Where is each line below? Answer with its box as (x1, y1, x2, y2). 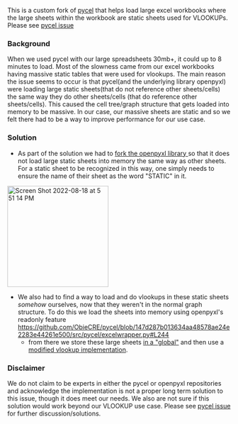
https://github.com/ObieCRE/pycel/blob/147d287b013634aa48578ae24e (17, 323, 230, 331)
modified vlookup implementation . (28, 345, 128, 354)
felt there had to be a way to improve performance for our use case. (7, 115, 205, 123)
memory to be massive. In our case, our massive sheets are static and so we (7, 108, 231, 116)
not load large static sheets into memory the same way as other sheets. (17, 156, 227, 165)
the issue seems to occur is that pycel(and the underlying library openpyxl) (7, 77, 227, 86)
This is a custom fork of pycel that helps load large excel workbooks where (7, 6, 227, 14)
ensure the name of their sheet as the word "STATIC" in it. (17, 172, 187, 180)
